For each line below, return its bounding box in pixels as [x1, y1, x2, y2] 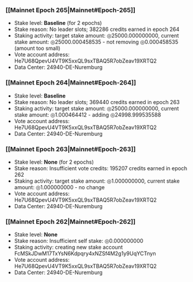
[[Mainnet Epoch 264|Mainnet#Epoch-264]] [5, 79, 137, 87]
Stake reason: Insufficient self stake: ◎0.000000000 [14, 237, 144, 245]
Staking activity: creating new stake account [14, 244, 123, 251]
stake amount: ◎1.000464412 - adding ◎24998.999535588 [14, 111, 162, 118]
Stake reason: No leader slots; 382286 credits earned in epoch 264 [14, 26, 179, 33]
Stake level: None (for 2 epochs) [14, 158, 94, 165]
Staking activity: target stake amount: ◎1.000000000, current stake [14, 177, 180, 184]
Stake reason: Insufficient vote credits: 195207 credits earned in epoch [14, 164, 188, 172]
